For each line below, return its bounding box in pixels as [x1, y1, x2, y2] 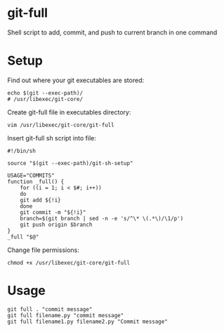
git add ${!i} [20, 197, 61, 204]
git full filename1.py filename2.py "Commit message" [7, 318, 169, 325]
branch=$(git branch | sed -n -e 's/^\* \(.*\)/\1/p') [20, 215, 184, 222]
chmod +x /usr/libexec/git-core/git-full [7, 259, 131, 266]
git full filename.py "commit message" [7, 312, 124, 319]
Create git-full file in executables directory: [7, 107, 131, 117]
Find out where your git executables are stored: [7, 76, 145, 84]
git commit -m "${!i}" [20, 208, 86, 215]
